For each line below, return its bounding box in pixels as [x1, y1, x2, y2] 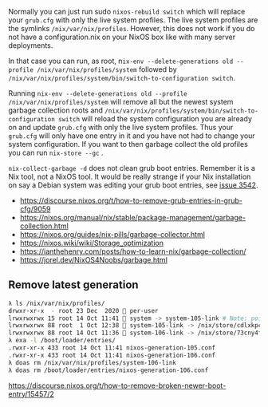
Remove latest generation [8, 279, 139, 292]
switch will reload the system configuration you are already [58, 114, 253, 123]
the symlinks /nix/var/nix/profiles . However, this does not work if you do [8, 24, 255, 33]
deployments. [8, 41, 53, 50]
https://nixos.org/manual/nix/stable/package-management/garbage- [19, 213, 246, 222]
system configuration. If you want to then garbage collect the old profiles [8, 140, 249, 148]
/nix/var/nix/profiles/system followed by [37, 65, 177, 74]
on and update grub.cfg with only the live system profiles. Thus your [8, 123, 234, 132]
